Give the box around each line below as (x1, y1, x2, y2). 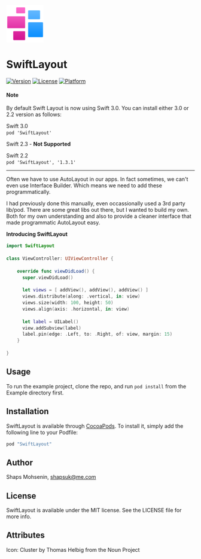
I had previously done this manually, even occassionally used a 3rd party (6, 200, 185, 207)
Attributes (6, 530, 45, 540)
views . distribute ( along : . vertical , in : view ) (22, 293, 141, 300)
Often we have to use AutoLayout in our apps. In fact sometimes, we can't (6, 175, 188, 183)
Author (6, 457, 33, 467)
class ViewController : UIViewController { (6, 256, 114, 262)
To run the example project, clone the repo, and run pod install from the (6, 382, 187, 390)
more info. (6, 513, 32, 520)
